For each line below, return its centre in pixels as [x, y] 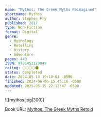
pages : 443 [16, 59]
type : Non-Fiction [24, 28]
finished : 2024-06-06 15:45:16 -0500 [43, 81]
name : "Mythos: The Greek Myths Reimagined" [51, 9]
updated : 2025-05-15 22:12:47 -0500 [42, 86]
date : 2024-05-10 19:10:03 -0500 [39, 77]
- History [19, 50]
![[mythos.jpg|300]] [25, 100]
